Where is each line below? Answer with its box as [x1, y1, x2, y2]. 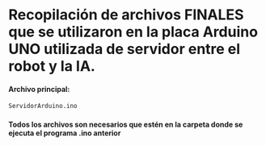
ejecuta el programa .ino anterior [8, 127, 121, 138]
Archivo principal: [8, 84, 70, 94]
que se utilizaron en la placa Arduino [8, 23, 259, 41]
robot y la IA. [8, 57, 95, 76]
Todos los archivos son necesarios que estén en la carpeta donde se [8, 119, 243, 129]
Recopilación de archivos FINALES [8, 6, 244, 24]
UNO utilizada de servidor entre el [8, 40, 241, 58]
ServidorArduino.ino [8, 102, 78, 111]
